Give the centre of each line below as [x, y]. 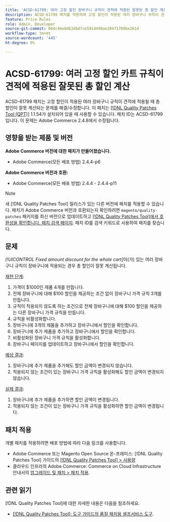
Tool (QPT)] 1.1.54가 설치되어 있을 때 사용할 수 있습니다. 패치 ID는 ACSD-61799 [84, 114]
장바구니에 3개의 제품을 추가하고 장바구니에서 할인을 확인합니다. [75, 325]
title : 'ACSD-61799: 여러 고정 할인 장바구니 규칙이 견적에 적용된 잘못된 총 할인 [81, 10]
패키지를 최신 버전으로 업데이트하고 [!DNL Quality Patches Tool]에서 [90, 216]
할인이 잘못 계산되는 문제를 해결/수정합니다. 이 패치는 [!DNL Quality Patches [81, 108]
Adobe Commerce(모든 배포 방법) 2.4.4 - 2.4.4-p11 [65, 183]
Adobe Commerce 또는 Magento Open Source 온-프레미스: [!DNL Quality [88, 454]
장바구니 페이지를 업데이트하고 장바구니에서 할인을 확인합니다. [74, 344]
